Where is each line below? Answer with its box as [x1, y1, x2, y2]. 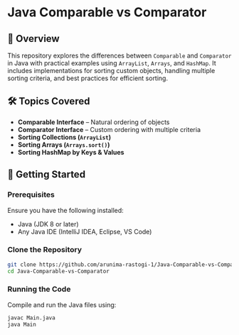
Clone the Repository [7, 245, 83, 255]
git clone [7, 260, 37, 268]
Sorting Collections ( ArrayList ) [17, 133, 112, 141]
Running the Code [7, 285, 71, 295]
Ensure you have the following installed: [7, 206, 124, 214]
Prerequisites [7, 190, 55, 199]
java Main [7, 321, 37, 328]
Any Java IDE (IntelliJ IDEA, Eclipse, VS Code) [17, 227, 152, 236]
